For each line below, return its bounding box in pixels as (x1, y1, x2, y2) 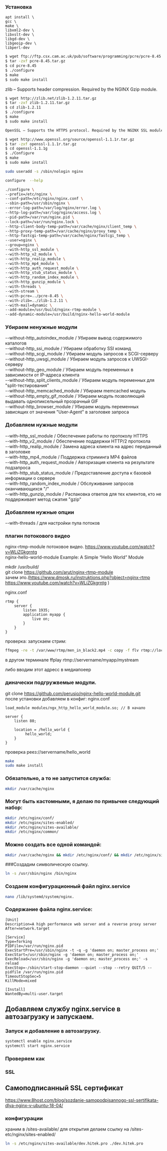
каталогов (5, 340, 27, 346)
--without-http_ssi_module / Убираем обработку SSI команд (5, 345, 132, 351)
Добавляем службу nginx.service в (5, 1005, 121, 1014)
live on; (31, 616, 50, 622)
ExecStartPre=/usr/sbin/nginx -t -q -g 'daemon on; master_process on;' (5, 947, 159, 953)
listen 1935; (23, 608, 50, 613)
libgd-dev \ (5, 36, 30, 42)
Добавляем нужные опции (5, 509, 75, 516)
